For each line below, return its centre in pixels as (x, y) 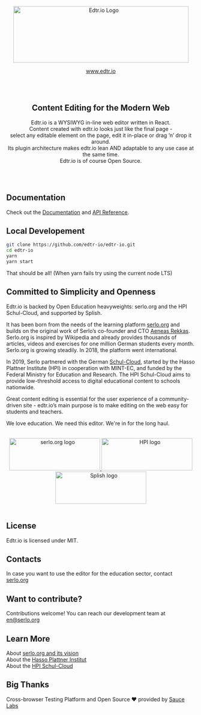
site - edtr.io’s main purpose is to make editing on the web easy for (106, 405)
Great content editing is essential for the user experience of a (82, 399)
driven (14, 405)
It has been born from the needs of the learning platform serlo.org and (93, 324)
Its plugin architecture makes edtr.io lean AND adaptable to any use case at (101, 148)
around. (101, 141)
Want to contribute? (44, 599)
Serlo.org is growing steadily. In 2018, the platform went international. (92, 350)
